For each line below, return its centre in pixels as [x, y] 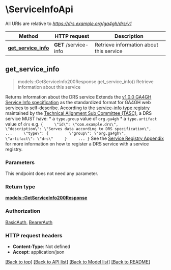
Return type [20, 186]
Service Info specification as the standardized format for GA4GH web [78, 102]
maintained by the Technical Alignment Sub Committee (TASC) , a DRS [78, 113]
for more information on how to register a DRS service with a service [77, 143]
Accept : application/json [38, 252]
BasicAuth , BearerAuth [29, 222]
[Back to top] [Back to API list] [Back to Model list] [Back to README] [78, 262]
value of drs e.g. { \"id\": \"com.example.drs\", [62, 124]
